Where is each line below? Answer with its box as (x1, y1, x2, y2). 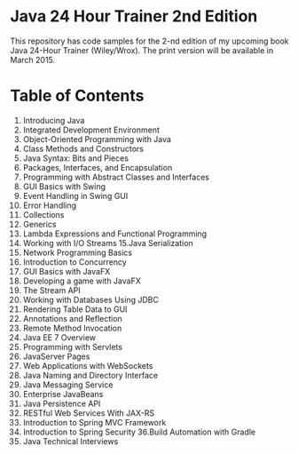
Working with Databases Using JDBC (22, 294, 159, 305)
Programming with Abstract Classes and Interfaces (22, 171, 209, 182)
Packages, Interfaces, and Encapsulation (22, 162, 173, 172)
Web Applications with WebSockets (22, 360, 153, 370)
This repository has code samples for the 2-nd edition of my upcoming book (10, 36, 289, 46)
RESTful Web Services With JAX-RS (22, 407, 154, 418)
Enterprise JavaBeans (22, 388, 104, 399)
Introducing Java (22, 115, 85, 125)
